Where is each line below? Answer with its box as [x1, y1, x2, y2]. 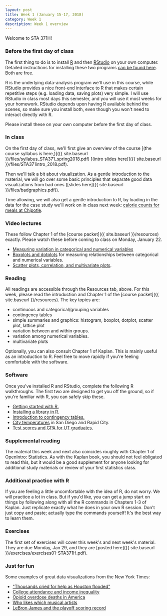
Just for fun [5, 562, 34, 569]
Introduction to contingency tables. [12, 414, 85, 420]
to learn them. [5, 515, 34, 521]
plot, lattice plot [12, 322, 45, 329]
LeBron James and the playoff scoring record [12, 604, 106, 610]
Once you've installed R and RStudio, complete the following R [5, 383, 134, 389]
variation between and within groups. [12, 328, 89, 334]
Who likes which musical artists [12, 599, 77, 605]
